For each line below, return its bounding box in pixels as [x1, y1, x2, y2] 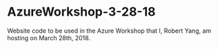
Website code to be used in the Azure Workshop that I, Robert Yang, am [7, 27, 212, 35]
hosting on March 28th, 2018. [7, 33, 91, 42]
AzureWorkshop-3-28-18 [7, 4, 156, 20]
